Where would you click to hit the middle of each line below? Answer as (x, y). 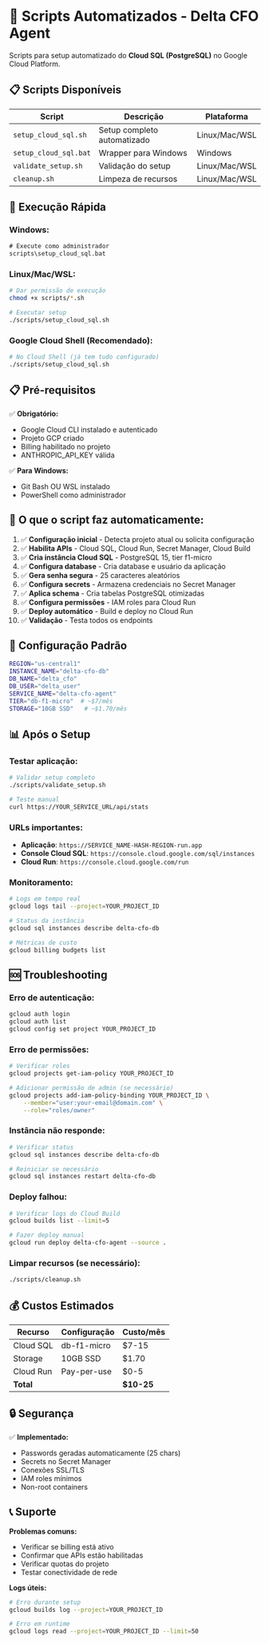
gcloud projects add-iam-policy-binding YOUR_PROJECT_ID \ (109, 1095)
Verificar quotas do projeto (65, 1563)
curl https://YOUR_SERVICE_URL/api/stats (79, 807)
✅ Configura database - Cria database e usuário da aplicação (123, 566)
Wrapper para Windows (143, 152)
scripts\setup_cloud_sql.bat (57, 254)
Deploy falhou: (38, 1197)
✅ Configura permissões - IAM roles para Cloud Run (108, 602)
